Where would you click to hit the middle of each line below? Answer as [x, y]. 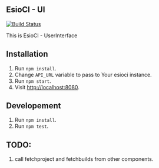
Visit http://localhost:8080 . [47, 87]
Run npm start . [33, 81]
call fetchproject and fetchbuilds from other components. [84, 159]
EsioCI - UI [26, 10]
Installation [27, 54]
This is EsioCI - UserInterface [42, 35]
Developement [34, 106]
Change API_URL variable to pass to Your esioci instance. [83, 75]
